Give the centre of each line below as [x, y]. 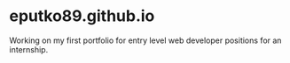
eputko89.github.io [82, 16]
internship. [29, 49]
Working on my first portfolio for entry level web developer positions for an [145, 40]
